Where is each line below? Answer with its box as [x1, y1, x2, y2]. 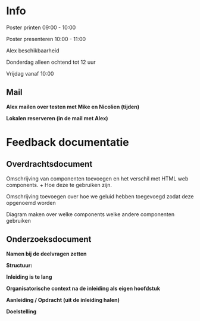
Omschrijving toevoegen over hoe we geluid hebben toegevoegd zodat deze [6, 192, 194, 200]
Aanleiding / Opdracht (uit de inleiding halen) [6, 296, 120, 303]
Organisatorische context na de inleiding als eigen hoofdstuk [6, 285, 161, 292]
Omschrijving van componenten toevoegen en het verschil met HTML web [6, 174, 189, 182]
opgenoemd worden [6, 199, 56, 206]
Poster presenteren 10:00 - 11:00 [6, 35, 86, 42]
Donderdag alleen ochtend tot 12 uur [6, 58, 96, 66]
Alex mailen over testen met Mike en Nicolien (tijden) [6, 103, 140, 110]
